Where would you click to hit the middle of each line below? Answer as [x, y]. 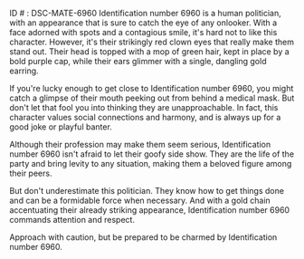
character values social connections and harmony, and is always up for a [145, 117]
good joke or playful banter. [61, 127]
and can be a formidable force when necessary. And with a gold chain [140, 200]
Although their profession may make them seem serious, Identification [140, 144]
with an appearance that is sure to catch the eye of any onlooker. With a [143, 23]
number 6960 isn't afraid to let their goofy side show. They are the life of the [152, 154]
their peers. [31, 173]
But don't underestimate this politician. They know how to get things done [147, 191]
